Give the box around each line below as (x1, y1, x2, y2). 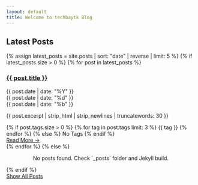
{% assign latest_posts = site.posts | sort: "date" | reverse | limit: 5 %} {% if (6, 52, 193, 60)
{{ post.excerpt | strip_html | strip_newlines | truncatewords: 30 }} (6, 112, 169, 119)
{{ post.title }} (6, 74, 48, 82)
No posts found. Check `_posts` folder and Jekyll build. (32, 154, 169, 162)
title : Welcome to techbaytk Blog (6, 14, 93, 20)
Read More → (6, 136, 40, 144)
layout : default (6, 8, 47, 15)
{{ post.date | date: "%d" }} (6, 94, 74, 101)
